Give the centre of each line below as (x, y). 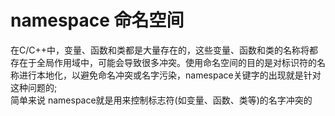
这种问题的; (34, 87)
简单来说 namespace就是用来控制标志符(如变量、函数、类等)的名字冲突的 (161, 100)
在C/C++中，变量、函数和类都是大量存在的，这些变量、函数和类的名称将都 (164, 50)
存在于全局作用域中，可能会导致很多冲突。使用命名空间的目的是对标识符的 (163, 62)
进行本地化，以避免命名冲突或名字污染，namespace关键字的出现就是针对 (170, 75)
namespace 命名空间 (97, 20)
